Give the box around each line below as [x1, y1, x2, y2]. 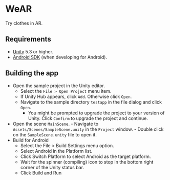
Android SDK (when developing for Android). [12, 54, 108, 60]
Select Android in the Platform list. [20, 148, 93, 154]
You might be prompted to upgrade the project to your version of [28, 110, 165, 116]
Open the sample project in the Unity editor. [12, 83, 105, 89]
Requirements [5, 35, 51, 44]
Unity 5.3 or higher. [12, 48, 54, 54]
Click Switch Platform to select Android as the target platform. [20, 153, 151, 159]
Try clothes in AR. [5, 20, 42, 26]
